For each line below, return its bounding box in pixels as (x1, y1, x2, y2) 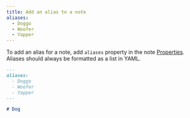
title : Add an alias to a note (6, 9, 86, 15)
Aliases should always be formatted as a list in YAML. (6, 55, 141, 62)
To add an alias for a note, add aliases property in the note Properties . (6, 48, 185, 56)
